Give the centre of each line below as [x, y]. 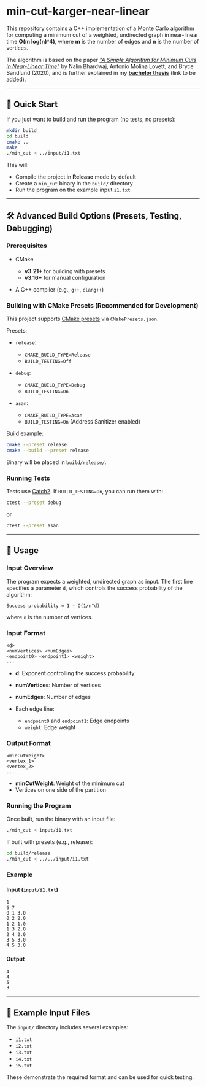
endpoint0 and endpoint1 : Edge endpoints [77, 721]
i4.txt [24, 1059]
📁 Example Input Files [48, 1012]
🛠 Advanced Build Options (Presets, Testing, [94, 216]
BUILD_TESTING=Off [48, 362]
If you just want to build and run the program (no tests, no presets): [91, 119]
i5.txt [24, 1066]
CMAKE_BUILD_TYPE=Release [57, 355]
